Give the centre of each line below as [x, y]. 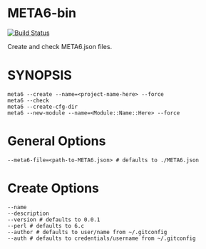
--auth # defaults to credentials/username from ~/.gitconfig [102, 238]
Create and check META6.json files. [60, 46]
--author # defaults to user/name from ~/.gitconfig [87, 232]
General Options [57, 141]
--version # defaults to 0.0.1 [54, 219]
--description [29, 213]
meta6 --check [29, 100]
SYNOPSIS [40, 75]
